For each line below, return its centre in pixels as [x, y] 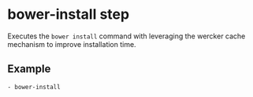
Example [29, 69]
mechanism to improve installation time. [72, 44]
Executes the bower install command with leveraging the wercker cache [126, 36]
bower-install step [69, 14]
